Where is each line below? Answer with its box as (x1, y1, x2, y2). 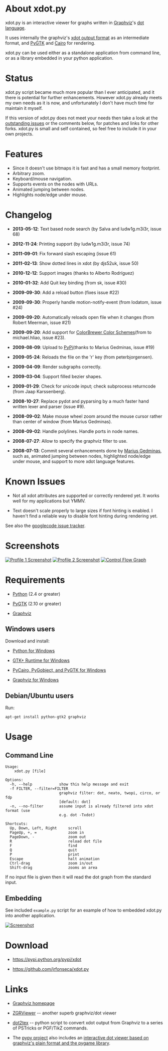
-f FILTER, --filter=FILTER (10, 786, 69, 791)
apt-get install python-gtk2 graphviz (5, 715, 86, 720)
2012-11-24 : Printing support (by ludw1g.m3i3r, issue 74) (12, 241, 130, 247)
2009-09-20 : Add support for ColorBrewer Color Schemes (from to (12, 329, 152, 335)
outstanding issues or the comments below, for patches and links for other (5, 120, 159, 126)
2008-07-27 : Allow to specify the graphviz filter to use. (12, 438, 128, 444)
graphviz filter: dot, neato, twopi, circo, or (59, 791, 160, 796)
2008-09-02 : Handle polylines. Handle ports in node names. (12, 428, 139, 434)
